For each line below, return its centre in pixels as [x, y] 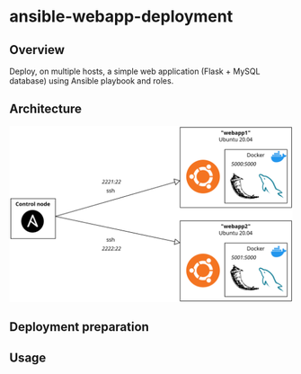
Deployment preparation [80, 327]
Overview [37, 50]
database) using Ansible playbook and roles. [92, 81]
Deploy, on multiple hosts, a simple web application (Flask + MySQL [135, 71]
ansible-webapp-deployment [121, 17]
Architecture [46, 109]
